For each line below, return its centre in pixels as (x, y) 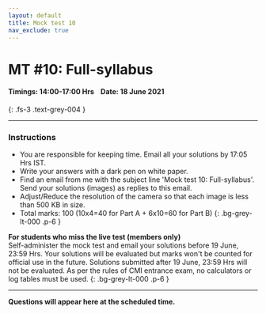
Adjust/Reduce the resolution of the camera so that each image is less (134, 197)
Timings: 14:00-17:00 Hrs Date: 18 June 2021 (86, 92)
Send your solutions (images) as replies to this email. (106, 188)
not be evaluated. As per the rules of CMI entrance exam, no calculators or (130, 270)
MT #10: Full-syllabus (81, 69)
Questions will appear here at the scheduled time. (92, 302)
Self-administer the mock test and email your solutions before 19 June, (123, 245)
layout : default (35, 15)
